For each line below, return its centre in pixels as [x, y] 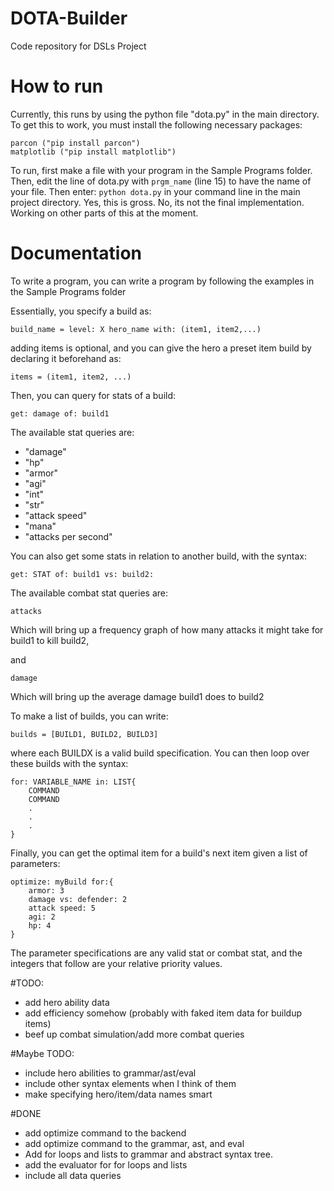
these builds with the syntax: [69, 763]
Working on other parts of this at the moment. [104, 213]
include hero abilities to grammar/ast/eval [110, 1073]
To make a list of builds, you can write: [89, 716]
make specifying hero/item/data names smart [118, 1094]
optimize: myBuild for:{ [62, 882]
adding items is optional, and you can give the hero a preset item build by [161, 348]
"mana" [40, 526]
